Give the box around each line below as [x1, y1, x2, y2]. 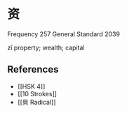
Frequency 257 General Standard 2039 [7, 29, 121, 38]
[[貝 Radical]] [17, 98, 56, 106]
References [7, 63, 59, 75]
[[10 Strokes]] [17, 89, 58, 98]
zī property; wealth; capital [7, 43, 86, 52]
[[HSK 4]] [17, 82, 46, 91]
